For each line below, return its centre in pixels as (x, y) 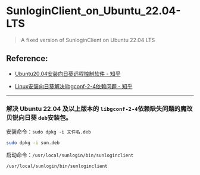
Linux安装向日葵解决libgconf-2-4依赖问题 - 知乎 (74, 86)
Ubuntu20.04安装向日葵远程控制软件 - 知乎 (68, 74)
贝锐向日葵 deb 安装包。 (39, 117)
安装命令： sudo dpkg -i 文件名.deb (49, 132)
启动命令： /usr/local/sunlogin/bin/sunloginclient (70, 155)
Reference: (27, 58)
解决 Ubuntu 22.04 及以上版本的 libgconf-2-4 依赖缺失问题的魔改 (99, 109)
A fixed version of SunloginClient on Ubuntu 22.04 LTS (88, 40)
